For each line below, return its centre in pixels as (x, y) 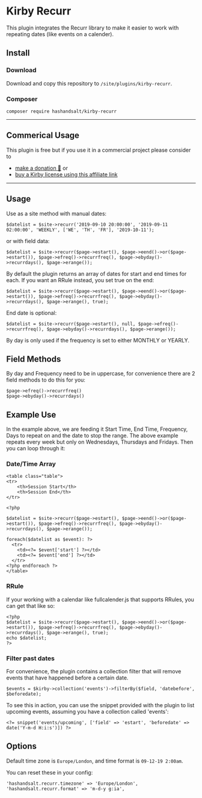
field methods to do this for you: (46, 380)
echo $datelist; (26, 638)
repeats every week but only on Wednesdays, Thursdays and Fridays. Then (100, 442)
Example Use (31, 414)
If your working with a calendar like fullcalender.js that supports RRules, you (100, 599)
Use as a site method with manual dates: (57, 213)
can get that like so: (31, 605)
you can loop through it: (36, 448)
